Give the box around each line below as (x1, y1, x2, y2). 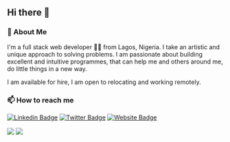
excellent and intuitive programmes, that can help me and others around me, (7, 57, 223, 66)
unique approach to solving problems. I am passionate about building (7, 50, 203, 58)
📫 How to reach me (7, 95, 74, 104)
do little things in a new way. (7, 64, 88, 72)
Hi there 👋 (7, 7, 50, 18)
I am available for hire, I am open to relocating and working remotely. (7, 78, 201, 86)
